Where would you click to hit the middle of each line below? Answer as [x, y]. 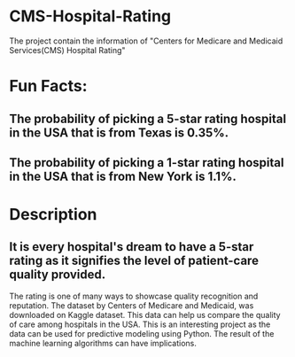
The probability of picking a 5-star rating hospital [147, 118]
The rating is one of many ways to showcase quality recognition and [134, 296]
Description [53, 215]
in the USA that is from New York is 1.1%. [123, 176]
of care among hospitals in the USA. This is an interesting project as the [140, 324]
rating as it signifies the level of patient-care [134, 261]
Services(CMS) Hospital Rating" [67, 50]
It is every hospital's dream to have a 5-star [132, 247]
